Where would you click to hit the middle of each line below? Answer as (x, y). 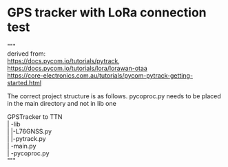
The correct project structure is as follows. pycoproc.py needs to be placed (114, 96)
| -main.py (22, 146)
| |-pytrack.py (27, 138)
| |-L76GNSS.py (30, 131)
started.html (24, 82)
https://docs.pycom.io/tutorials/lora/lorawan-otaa (77, 68)
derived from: (27, 54)
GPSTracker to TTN (35, 116)
